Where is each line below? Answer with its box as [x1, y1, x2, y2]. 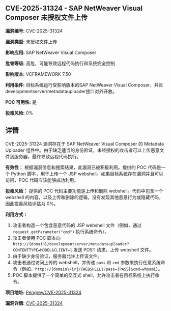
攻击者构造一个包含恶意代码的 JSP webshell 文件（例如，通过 [12, 222, 142, 228]
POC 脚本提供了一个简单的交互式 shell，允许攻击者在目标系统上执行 [12, 272, 155, 278]
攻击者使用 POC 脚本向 [12, 235, 61, 241]
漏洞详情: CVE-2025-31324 [5, 300, 63, 306]
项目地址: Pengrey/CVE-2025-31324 [5, 289, 81, 295]
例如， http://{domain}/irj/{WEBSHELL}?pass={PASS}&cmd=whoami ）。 [21, 266, 163, 272]
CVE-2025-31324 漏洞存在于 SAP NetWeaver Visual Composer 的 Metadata [5, 140, 164, 147]
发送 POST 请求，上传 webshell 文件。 [73, 246, 154, 252]
